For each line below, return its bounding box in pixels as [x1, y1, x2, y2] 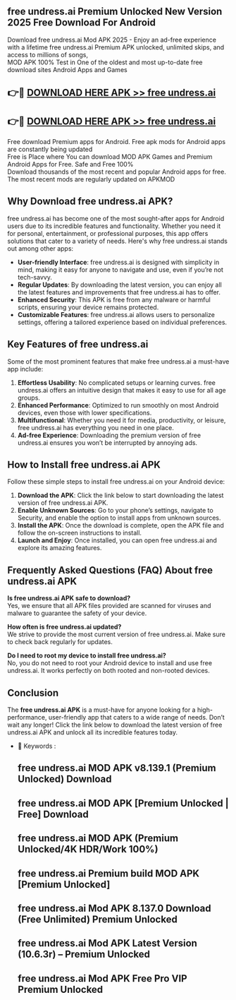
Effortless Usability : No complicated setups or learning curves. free [17, 378, 216, 387]
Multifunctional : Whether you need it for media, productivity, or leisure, [17, 416, 226, 424]
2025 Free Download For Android [7, 17, 156, 29]
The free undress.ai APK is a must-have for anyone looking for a [7, 706, 196, 714]
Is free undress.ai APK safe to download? [7, 594, 131, 602]
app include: [7, 364, 44, 373]
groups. [17, 393, 41, 402]
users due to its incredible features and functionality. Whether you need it [7, 222, 221, 230]
